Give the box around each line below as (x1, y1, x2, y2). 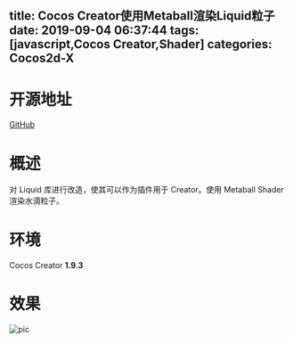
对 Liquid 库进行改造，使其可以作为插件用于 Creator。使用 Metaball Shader (9, 184, 285, 195)
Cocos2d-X (9, 51, 75, 66)
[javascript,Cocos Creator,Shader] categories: (9, 37, 273, 52)
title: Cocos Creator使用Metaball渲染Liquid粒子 (9, 8, 275, 24)
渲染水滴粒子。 (9, 195, 64, 207)
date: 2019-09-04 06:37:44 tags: (9, 23, 199, 38)
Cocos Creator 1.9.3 (9, 260, 84, 271)
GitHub (9, 119, 36, 130)
